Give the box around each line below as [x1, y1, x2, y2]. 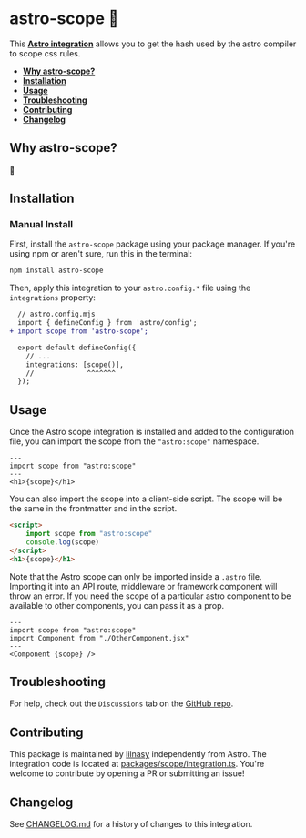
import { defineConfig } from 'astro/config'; [17, 318, 198, 328]
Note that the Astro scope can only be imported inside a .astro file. [9, 570, 262, 581]
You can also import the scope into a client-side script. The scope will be [9, 493, 283, 504]
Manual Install [9, 218, 74, 231]
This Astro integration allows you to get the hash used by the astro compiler [9, 38, 297, 49]
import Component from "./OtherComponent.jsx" [9, 633, 189, 642]
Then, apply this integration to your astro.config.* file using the [9, 282, 251, 294]
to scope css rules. [9, 47, 81, 58]
